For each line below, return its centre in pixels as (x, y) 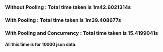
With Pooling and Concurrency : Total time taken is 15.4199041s (81, 33)
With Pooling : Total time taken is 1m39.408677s (63, 20)
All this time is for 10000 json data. (41, 44)
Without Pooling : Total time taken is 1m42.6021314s (68, 7)
